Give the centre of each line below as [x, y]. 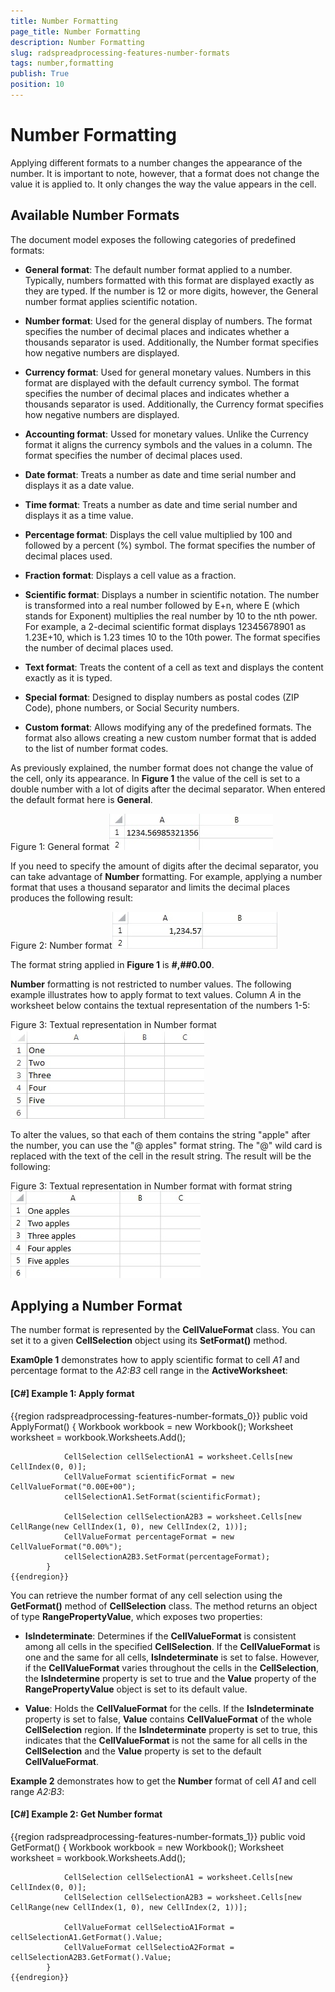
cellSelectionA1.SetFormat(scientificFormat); [162, 1496]
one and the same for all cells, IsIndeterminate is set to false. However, [172, 1657]
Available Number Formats [95, 215]
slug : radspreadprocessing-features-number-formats [120, 53]
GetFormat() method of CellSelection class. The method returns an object [164, 1606]
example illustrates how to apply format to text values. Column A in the [156, 994]
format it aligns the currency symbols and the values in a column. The [168, 444]
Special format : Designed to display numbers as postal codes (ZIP [162, 697]
